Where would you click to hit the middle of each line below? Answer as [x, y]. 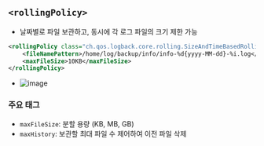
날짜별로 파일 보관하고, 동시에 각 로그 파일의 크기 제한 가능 [108, 31]
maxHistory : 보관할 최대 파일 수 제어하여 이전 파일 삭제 [103, 133]
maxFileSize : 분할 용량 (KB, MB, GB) [77, 124]
